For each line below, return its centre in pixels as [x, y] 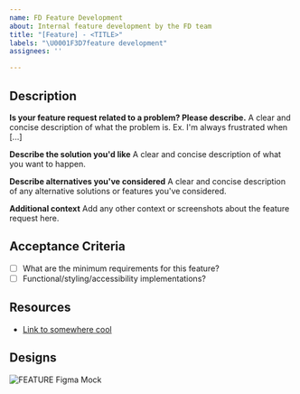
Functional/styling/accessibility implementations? [114, 278]
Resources [40, 308]
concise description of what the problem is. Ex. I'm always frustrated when [149, 127]
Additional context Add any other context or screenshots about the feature [150, 208]
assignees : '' [36, 52]
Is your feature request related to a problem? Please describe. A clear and [150, 117]
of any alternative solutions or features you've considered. [118, 191]
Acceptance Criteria [67, 246]
